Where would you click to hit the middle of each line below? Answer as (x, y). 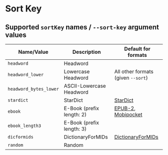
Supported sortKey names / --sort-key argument (82, 27)
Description (86, 52)
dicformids (20, 137)
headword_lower (26, 75)
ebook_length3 (24, 126)
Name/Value (33, 52)
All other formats (134, 72)
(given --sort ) (131, 78)
